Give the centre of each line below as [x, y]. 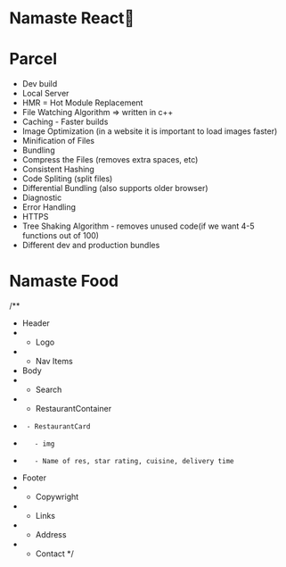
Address [51, 535]
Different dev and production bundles [91, 246]
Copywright [57, 497]
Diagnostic [42, 198]
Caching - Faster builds [65, 122]
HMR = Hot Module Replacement [82, 103]
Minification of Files [58, 141]
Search [49, 390]
